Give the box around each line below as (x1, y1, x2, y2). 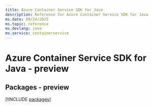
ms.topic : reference (5, 21, 49, 27)
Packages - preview (5, 83, 69, 91)
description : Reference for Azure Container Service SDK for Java (5, 12, 148, 17)
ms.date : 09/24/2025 (5, 17, 49, 22)
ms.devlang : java (5, 26, 42, 31)
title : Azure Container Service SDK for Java (5, 7, 103, 13)
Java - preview (5, 63, 69, 74)
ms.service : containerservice (5, 31, 69, 36)
